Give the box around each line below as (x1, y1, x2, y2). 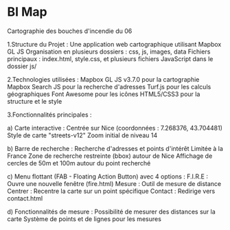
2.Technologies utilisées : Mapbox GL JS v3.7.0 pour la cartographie (7, 75, 200, 83)
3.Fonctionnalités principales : (7, 111, 92, 119)
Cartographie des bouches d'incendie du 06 (7, 27, 133, 35)
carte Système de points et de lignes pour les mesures (7, 214, 161, 223)
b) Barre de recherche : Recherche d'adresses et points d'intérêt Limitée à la (7, 144, 223, 152)
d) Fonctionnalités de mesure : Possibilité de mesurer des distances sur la (7, 207, 216, 216)
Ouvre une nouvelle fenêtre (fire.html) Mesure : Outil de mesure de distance (7, 179, 222, 187)
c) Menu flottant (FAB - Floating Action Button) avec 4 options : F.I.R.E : (7, 172, 208, 181)
